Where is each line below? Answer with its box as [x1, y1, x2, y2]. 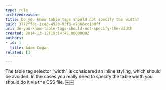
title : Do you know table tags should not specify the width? [5, 17, 139, 22]
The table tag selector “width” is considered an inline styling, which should [5, 68, 161, 74]
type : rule [5, 7, 28, 13]
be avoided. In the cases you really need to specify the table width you [5, 73, 153, 79]
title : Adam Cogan [10, 45, 49, 50]
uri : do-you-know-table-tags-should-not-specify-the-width [5, 26, 133, 31]
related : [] [5, 50, 30, 55]
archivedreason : [5, 12, 39, 17]
